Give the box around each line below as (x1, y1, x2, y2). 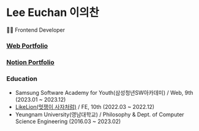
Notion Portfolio (6, 58, 55, 66)
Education (6, 74, 38, 83)
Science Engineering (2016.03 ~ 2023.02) (15, 118, 121, 125)
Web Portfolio (6, 41, 48, 50)
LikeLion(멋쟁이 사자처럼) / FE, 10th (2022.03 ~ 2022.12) (15, 103, 155, 111)
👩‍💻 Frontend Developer (6, 26, 66, 34)
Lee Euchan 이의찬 (6, 6, 99, 20)
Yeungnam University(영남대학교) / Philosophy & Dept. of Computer (15, 111, 185, 118)
